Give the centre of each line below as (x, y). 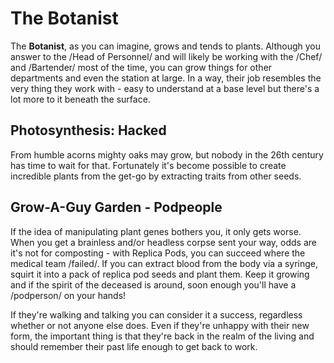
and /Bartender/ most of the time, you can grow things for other (141, 67)
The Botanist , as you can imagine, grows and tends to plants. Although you (166, 46)
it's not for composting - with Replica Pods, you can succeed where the (158, 253)
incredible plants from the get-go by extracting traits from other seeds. (156, 176)
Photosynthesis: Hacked (88, 130)
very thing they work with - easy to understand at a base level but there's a (165, 88)
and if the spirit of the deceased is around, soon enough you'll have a (153, 284)
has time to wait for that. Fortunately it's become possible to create (148, 165)
